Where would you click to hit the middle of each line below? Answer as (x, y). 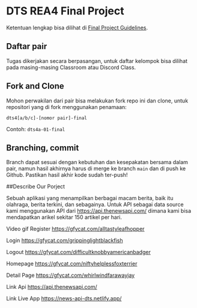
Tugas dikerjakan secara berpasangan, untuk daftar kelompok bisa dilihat (97, 61)
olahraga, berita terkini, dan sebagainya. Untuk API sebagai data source (95, 204)
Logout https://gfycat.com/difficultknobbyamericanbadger (79, 252)
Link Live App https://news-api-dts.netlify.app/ (64, 298)
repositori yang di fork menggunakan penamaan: (67, 107)
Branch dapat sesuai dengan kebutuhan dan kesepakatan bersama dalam (97, 162)
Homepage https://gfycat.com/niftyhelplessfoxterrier (72, 264)
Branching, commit (43, 148)
